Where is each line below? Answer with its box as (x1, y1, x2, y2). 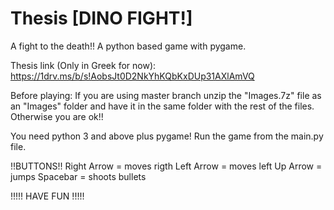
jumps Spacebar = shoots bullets (10, 170, 147, 182)
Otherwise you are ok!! (10, 110, 104, 122)
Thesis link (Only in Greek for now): (10, 59, 157, 71)
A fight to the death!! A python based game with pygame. (10, 40, 247, 52)
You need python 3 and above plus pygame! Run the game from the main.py (10, 130, 324, 142)
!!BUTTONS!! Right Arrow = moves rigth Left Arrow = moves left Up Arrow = (10, 160, 323, 172)
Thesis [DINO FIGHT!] (10, 7, 193, 30)
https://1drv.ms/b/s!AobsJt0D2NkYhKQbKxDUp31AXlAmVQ (10, 70, 255, 82)
